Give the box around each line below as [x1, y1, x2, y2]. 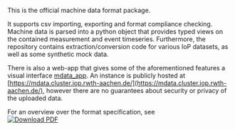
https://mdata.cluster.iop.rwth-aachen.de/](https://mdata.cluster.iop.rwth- [9, 79, 227, 87]
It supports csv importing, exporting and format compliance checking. [7, 20, 213, 28]
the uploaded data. [7, 94, 63, 102]
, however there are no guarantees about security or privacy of [42, 87, 227, 94]
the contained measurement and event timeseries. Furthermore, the [7, 35, 207, 43]
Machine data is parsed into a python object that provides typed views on [7, 28, 224, 36]
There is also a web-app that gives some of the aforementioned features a [7, 64, 226, 72]
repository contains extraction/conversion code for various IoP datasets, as [7, 43, 229, 50]
